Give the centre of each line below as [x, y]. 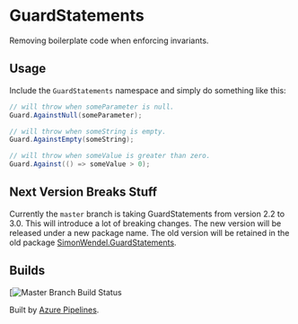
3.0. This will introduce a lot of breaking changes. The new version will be [145, 223]
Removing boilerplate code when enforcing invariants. [109, 40]
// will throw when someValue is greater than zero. [110, 156]
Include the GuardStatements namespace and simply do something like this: [148, 90]
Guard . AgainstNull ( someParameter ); [76, 115]
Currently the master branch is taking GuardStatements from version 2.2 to [147, 214]
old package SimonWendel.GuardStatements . [93, 242]
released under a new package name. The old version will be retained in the [149, 232]
